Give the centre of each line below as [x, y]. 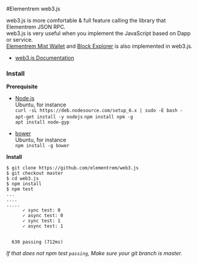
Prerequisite [22, 86]
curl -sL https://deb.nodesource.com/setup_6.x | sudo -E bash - [99, 111]
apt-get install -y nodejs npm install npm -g [74, 117]
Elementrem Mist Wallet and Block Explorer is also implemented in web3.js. [100, 46]
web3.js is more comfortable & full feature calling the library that [86, 20]
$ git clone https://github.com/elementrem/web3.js [72, 168]
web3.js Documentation [44, 58]
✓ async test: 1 [43, 226]
